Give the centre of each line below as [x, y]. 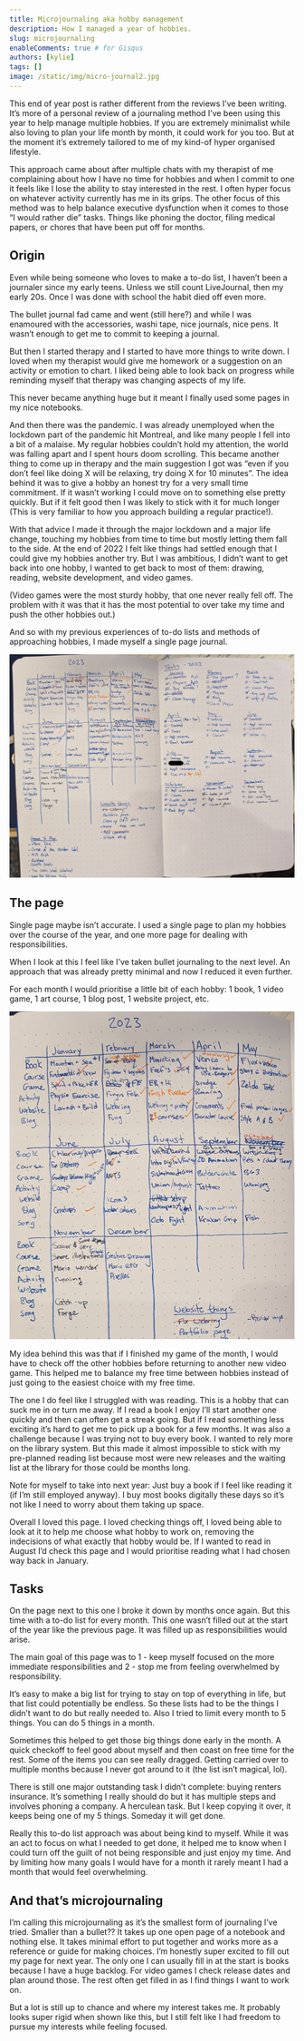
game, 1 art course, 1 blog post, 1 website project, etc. [109, 999]
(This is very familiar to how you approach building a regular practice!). [142, 512]
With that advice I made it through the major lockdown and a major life [140, 529]
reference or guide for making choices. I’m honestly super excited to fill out [149, 1951]
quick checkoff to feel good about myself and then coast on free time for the [152, 1750]
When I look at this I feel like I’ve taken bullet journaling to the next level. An [150, 962]
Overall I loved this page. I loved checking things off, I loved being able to [146, 1522]
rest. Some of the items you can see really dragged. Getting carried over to [149, 1760]
